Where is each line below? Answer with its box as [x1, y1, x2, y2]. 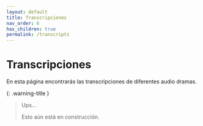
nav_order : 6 [6, 20, 40, 26]
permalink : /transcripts [6, 32, 70, 38]
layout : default [6, 9, 48, 15]
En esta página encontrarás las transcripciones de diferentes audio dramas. [6, 78, 197, 85]
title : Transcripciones [6, 15, 67, 21]
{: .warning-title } [6, 89, 50, 97]
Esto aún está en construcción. [21, 113, 100, 121]
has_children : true [6, 26, 56, 32]
